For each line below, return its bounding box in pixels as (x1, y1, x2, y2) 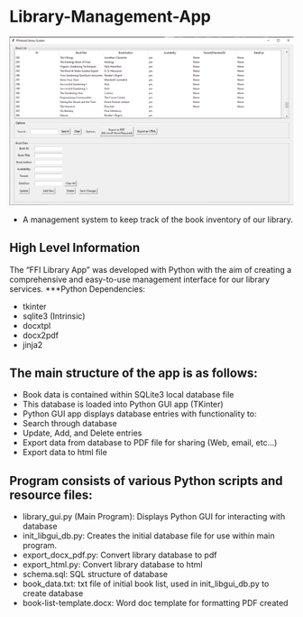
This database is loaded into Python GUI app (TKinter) (22, 399, 224, 410)
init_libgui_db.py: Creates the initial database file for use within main (22, 530, 275, 541)
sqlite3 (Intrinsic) (22, 310, 86, 322)
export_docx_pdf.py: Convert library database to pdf (22, 549, 217, 561)
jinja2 (22, 339, 43, 350)
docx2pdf (22, 330, 59, 341)
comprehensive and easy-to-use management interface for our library (9, 274, 271, 285)
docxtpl (22, 320, 51, 331)
